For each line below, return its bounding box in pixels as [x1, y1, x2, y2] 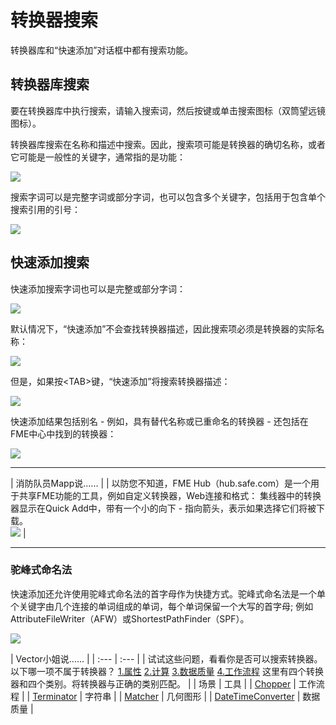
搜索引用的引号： [10, 203, 81, 215]
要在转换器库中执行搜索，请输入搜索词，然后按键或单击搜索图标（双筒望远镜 [10, 104, 326, 116]
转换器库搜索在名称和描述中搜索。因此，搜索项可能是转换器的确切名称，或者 [10, 138, 326, 150]
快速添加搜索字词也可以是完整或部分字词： [10, 282, 186, 295]
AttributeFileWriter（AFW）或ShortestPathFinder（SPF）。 [10, 612, 250, 625]
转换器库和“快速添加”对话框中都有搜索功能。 [10, 44, 194, 56]
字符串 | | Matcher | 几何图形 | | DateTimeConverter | [84, 690, 301, 702]
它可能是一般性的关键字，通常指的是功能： [10, 151, 186, 163]
